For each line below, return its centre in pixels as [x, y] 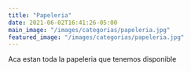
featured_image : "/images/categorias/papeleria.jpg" [96, 37]
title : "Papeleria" [40, 15]
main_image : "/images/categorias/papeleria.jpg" [89, 30]
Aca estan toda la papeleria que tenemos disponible [92, 59]
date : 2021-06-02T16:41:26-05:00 [63, 23]
